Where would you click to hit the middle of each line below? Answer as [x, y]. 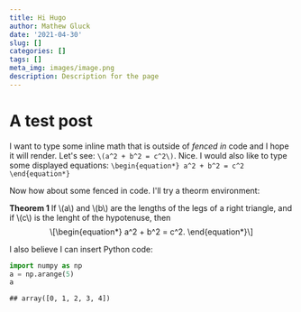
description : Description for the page [84, 77]
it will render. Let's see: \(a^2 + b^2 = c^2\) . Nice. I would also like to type [148, 155]
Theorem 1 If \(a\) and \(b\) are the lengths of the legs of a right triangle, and [151, 207]
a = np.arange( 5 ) [42, 274]
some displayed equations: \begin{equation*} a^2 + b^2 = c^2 [127, 165]
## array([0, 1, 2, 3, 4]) [60, 298]
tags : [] [26, 60]
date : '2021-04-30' [46, 34]
